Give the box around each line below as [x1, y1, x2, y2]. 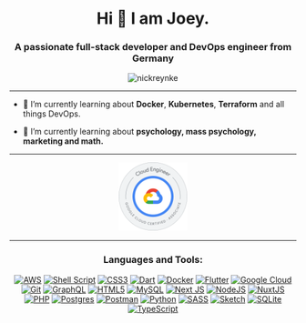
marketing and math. [22, 136, 105, 146]
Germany [131, 52, 175, 65]
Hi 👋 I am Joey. [97, 8, 209, 29]
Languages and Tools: [103, 254, 203, 267]
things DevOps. [22, 108, 81, 119]
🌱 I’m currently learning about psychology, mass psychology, [22, 126, 257, 137]
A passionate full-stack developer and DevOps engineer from [14, 41, 292, 54]
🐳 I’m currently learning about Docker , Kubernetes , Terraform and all [22, 99, 285, 110]
